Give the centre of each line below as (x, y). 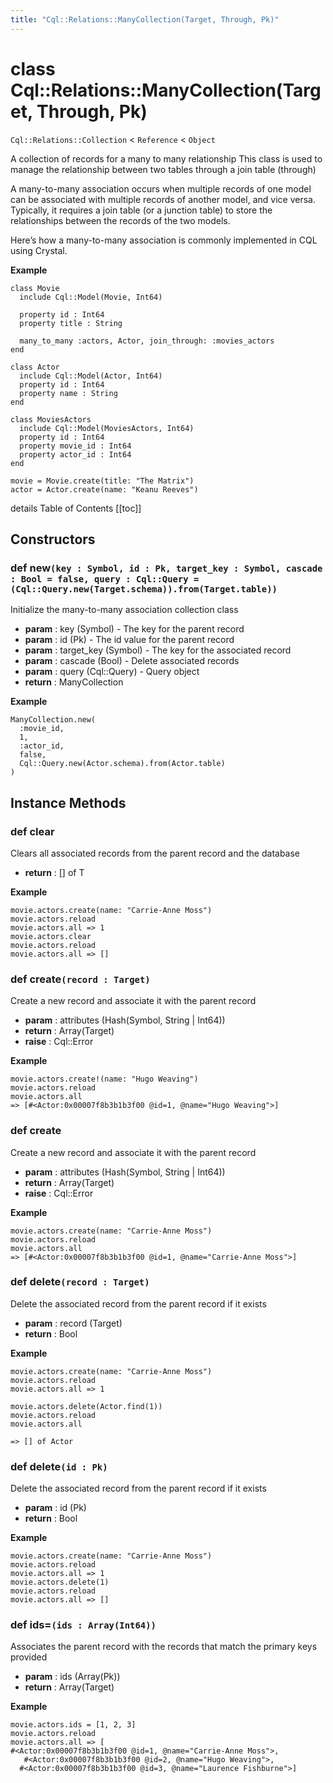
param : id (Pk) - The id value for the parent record (129, 640)
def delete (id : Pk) (59, 1466)
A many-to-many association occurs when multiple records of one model (161, 188)
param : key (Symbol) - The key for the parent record (134, 629)
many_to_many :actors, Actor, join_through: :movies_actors (147, 341)
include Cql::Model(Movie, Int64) (91, 297)
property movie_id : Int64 (75, 446)
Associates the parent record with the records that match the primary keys (164, 1647)
